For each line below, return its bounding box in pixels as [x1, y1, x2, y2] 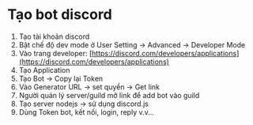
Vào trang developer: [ [18, 48, 93, 58]
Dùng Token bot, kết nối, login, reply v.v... [18, 107, 155, 116]
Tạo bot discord [7, 6, 112, 24]
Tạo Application [18, 65, 70, 74]
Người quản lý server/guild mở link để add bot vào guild [18, 90, 200, 100]
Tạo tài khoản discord [18, 32, 90, 41]
